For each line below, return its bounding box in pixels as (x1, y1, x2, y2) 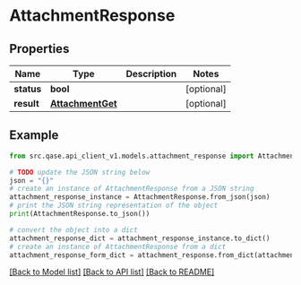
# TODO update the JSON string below (9, 168, 150, 177)
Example (9, 127, 59, 143)
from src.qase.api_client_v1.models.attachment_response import (9, 151, 254, 160)
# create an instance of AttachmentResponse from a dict (9, 242, 227, 251)
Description (125, 68, 177, 80)
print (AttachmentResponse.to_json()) (9, 210, 150, 219)
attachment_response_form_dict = (9, 250, 134, 260)
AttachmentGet (49, 98, 118, 109)
